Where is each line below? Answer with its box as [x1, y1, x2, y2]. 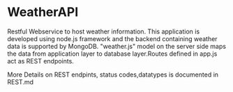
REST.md [7, 77, 33, 86]
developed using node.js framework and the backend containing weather [7, 34, 218, 43]
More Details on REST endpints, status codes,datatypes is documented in [7, 70, 218, 79]
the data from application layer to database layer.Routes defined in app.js [7, 49, 218, 58]
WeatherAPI [7, 4, 79, 20]
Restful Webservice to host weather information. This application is [7, 27, 200, 36]
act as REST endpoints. [7, 56, 75, 65]
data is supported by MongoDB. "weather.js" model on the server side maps [7, 42, 227, 50]
